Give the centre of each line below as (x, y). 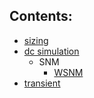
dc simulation (51, 51)
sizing (36, 40)
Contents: (41, 16)
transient (42, 83)
